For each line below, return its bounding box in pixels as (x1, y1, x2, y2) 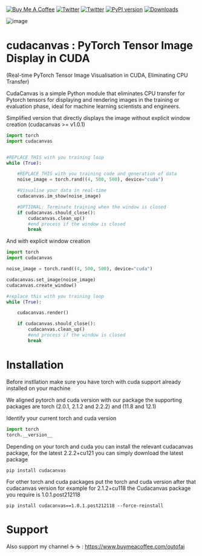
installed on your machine (6, 385, 71, 392)
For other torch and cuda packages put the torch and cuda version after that (6, 478, 197, 485)
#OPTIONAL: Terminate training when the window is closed (17, 204, 166, 210)
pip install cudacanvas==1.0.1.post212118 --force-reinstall (6, 503, 164, 509)
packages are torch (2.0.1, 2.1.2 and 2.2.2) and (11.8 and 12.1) (6, 403, 157, 410)
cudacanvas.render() (17, 309, 69, 316)
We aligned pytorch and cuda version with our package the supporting (6, 396, 183, 403)
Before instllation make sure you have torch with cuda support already (6, 378, 181, 385)
